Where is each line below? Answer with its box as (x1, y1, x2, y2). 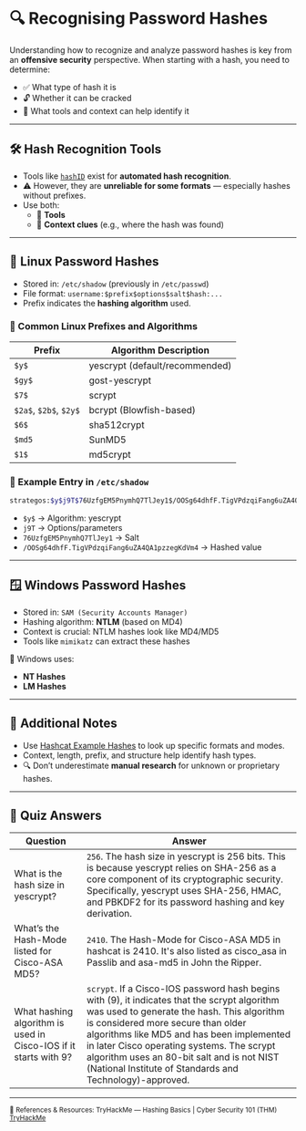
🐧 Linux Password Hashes (9, 254, 159, 270)
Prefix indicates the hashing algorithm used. (22, 297, 191, 308)
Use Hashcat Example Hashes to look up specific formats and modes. (22, 740, 285, 751)
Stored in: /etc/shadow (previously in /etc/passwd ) (22, 278, 209, 289)
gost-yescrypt (88, 374, 152, 387)
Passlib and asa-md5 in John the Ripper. (86, 956, 262, 969)
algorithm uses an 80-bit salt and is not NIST (86, 1051, 280, 1064)
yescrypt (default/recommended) (88, 358, 232, 371)
